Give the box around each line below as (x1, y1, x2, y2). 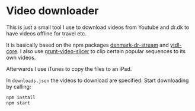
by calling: (6, 83, 31, 90)
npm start (6, 100, 31, 106)
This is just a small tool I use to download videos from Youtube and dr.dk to (6, 24, 190, 31)
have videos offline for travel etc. (6, 30, 87, 37)
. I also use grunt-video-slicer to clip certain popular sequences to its (17, 47, 186, 54)
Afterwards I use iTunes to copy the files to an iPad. (6, 65, 132, 72)
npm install (6, 94, 36, 100)
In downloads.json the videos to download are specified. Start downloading (6, 77, 189, 84)
